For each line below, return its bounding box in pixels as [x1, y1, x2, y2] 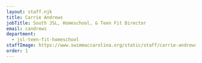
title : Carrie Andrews [6, 14, 63, 20]
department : [6, 31, 36, 37]
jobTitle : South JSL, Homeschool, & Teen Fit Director [6, 20, 147, 26]
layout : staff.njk [6, 8, 52, 15]
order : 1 [6, 48, 28, 54]
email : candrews [6, 25, 47, 32]
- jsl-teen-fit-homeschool [11, 37, 79, 43]
